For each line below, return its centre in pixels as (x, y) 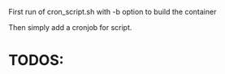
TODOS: (36, 61)
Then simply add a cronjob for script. (70, 27)
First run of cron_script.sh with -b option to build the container (112, 12)
